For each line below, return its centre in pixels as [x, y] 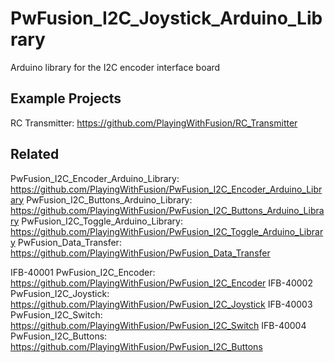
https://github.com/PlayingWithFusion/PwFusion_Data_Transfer [140, 253]
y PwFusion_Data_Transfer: [66, 242]
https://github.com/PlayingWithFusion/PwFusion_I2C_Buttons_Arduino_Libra [167, 210]
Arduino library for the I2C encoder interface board [115, 67]
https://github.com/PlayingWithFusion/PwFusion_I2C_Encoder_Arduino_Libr [166, 189]
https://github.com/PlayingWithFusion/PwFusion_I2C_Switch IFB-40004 [158, 325]
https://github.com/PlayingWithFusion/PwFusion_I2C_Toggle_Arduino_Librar [167, 231]
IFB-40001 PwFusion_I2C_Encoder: [83, 272]
